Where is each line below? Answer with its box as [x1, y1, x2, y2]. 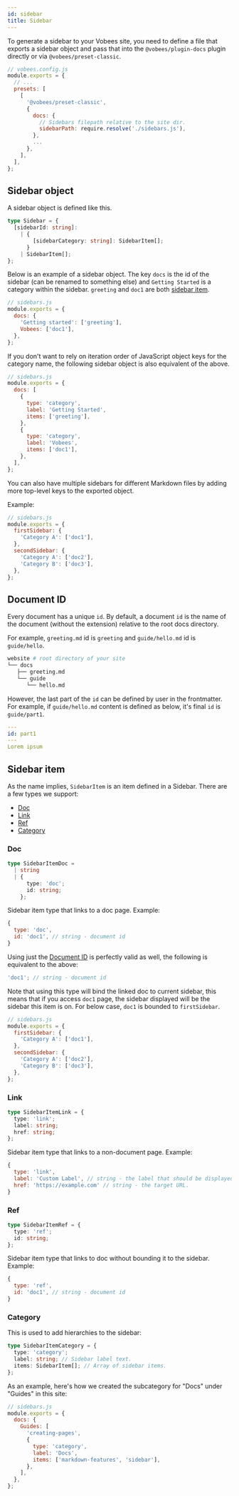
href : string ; [14, 1128, 55, 1136]
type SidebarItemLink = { [7, 1108, 84, 1116]
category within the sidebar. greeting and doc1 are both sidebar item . [7, 285, 210, 294]
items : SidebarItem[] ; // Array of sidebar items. [14, 1362, 167, 1369]
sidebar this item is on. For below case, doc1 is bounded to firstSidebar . [7, 1002, 221, 1010]
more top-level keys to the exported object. [7, 486, 134, 495]
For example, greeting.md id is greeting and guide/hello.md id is [7, 634, 196, 642]
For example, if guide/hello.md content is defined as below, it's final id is [7, 702, 221, 710]
